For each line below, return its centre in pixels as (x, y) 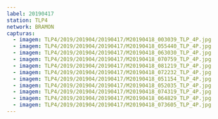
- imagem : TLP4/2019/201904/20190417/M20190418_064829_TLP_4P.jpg (112, 99)
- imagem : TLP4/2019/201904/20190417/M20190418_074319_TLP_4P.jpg (112, 92)
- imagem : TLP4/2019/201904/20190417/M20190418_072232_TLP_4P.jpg (112, 72)
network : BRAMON (30, 27)
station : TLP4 (27, 20)
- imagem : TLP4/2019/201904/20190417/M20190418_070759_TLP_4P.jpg (112, 59)
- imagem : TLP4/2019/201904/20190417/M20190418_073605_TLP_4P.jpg (112, 105)
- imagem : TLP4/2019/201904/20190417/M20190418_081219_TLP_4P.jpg (112, 66)
